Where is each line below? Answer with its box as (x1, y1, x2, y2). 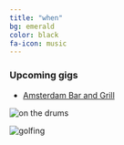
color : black (9, 30, 59, 39)
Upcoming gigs (9, 69, 78, 82)
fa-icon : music (9, 38, 67, 48)
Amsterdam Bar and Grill (22, 89, 116, 100)
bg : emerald (9, 22, 55, 31)
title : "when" (9, 13, 64, 23)
